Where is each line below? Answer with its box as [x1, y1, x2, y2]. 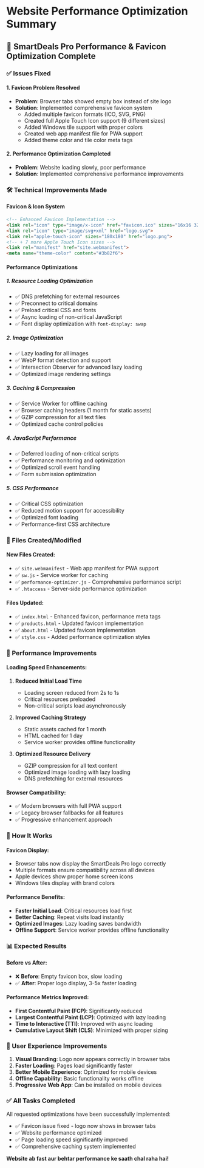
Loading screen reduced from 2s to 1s [24, 689, 120, 697]
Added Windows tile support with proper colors [24, 123, 143, 131]
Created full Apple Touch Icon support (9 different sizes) [24, 117, 166, 124]
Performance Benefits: [6, 893, 66, 900]
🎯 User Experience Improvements [6, 1042, 107, 1050]
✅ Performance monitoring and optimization [15, 457, 126, 464]
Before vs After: [6, 959, 47, 966]
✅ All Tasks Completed [6, 1096, 76, 1105]
